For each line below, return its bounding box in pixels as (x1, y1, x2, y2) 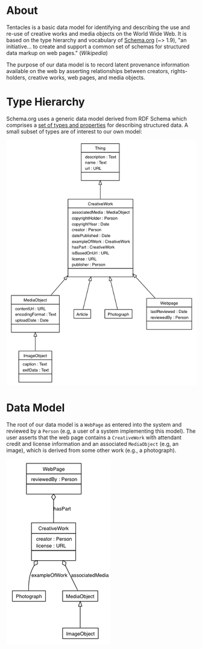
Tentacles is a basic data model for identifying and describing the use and (6, 24, 190, 31)
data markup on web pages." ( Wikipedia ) (6, 49, 109, 56)
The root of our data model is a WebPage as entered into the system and (6, 421, 182, 428)
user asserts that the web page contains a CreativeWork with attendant (6, 433, 182, 441)
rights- (171, 67, 188, 74)
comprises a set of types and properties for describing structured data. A (6, 121, 189, 129)
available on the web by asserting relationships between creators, (6, 67, 170, 74)
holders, (6, 74, 27, 81)
